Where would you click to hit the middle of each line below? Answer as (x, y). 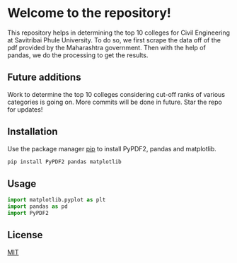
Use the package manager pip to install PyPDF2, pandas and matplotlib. (112, 148)
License (25, 235)
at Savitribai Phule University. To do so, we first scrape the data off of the (114, 40)
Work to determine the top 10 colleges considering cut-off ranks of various (116, 94)
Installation (33, 132)
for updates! (25, 109)
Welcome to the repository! (89, 13)
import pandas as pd (38, 206)
